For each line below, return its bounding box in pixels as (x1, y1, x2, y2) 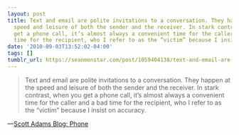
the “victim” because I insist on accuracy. (24, 105, 147, 114)
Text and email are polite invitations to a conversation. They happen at (24, 76, 231, 84)
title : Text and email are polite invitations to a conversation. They (7, 17, 224, 24)
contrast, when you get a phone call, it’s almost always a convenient (24, 90, 225, 99)
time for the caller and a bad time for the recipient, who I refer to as (24, 98, 222, 107)
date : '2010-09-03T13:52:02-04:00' (7, 43, 113, 50)
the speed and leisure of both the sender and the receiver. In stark (24, 83, 219, 92)
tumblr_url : (7, 57, 43, 64)
